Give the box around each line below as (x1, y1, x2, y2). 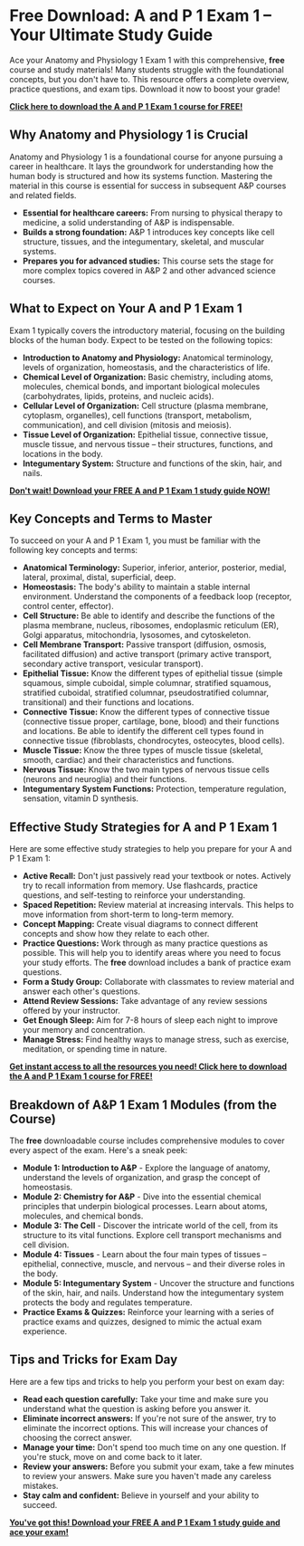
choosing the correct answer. (22, 1432, 133, 1443)
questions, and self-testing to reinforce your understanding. (22, 890, 246, 901)
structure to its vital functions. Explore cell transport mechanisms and (22, 1230, 282, 1240)
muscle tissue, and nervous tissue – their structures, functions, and (22, 438, 273, 449)
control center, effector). (22, 601, 115, 612)
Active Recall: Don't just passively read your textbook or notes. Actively (22, 871, 291, 882)
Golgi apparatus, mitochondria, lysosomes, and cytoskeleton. (22, 630, 252, 641)
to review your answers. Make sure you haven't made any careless (22, 1470, 271, 1481)
